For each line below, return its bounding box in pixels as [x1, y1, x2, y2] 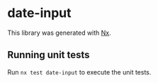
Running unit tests [7, 49, 90, 61]
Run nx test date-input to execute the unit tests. [7, 67, 152, 76]
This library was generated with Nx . [7, 28, 111, 37]
